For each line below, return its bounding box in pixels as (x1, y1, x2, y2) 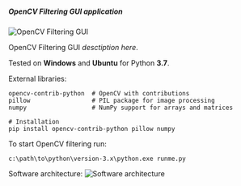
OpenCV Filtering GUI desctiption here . (8, 42, 139, 52)
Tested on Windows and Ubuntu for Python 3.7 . (8, 57, 170, 68)
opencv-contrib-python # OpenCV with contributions (8, 89, 190, 97)
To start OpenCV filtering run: (8, 138, 107, 149)
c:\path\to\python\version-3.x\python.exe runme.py (8, 154, 186, 163)
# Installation (8, 117, 60, 125)
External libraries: (8, 74, 67, 83)
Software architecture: (8, 168, 83, 178)
